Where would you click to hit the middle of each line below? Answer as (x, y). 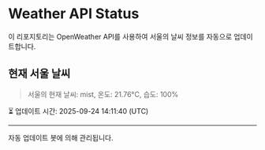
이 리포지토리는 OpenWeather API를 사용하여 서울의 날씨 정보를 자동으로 (120, 36)
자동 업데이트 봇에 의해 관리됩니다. (61, 137)
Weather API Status (74, 14)
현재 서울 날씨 (39, 74)
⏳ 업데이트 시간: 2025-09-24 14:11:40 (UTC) (78, 111)
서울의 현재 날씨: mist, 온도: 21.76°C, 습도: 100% (103, 94)
